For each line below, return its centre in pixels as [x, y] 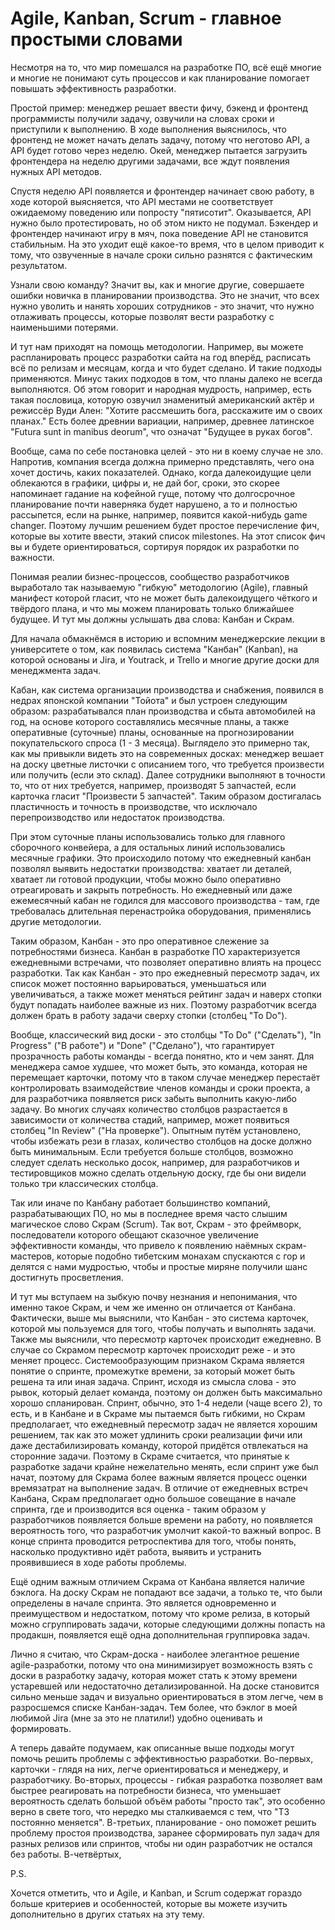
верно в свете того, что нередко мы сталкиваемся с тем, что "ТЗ [150, 1811]
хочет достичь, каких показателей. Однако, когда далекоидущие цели [161, 472]
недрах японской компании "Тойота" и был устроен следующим [149, 700]
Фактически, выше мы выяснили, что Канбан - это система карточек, [160, 1318]
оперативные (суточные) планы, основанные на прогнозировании [152, 732]
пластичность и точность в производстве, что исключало [134, 806]
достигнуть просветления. [67, 1277]
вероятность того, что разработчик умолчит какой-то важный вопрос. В [166, 1530]
